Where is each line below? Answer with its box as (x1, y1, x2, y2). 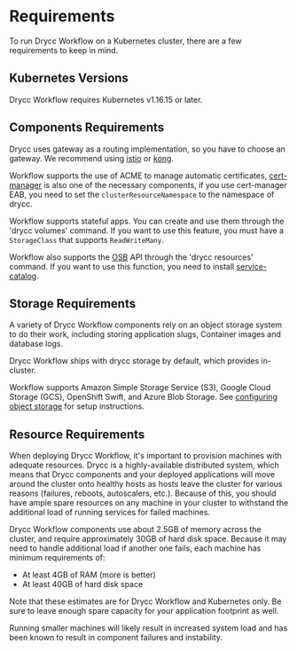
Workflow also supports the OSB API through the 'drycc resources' (9, 251, 254, 263)
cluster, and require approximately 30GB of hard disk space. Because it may (9, 534, 287, 545)
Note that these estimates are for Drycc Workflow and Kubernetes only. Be (9, 596, 282, 607)
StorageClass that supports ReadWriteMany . (9, 234, 164, 245)
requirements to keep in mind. (9, 44, 119, 55)
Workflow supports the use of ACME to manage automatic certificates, (9, 170, 268, 181)
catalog (9, 271, 37, 281)
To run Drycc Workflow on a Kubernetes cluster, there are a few (9, 35, 242, 46)
